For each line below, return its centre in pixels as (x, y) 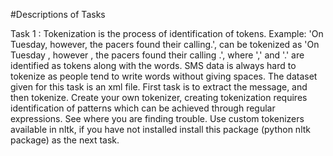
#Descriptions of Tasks (58, 14)
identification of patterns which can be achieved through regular (143, 108)
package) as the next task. (65, 140)
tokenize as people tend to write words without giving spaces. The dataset (164, 76)
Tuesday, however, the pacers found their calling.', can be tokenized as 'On (165, 44)
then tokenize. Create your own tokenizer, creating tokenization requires (159, 97)
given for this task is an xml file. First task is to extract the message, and (159, 87)
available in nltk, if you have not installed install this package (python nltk (160, 129)
